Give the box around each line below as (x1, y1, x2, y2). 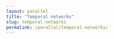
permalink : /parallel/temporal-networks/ (6, 24, 109, 30)
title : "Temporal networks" (6, 14, 75, 19)
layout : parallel (6, 8, 49, 14)
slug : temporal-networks (6, 19, 67, 25)
